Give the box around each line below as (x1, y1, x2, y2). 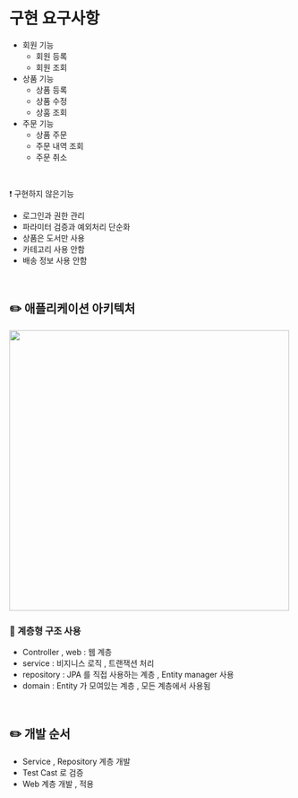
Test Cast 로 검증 (21, 767, 84, 777)
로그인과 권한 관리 (21, 210, 85, 221)
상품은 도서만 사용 (21, 232, 85, 243)
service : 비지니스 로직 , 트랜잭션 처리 (21, 658, 155, 669)
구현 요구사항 (9, 8, 100, 29)
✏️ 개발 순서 (9, 726, 71, 741)
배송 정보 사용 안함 (21, 255, 88, 266)
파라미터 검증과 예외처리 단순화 (21, 221, 131, 232)
